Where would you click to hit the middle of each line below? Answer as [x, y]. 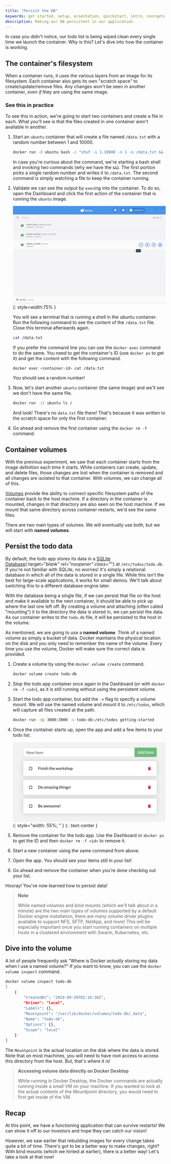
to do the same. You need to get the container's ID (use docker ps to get [88, 353]
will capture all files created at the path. [54, 710]
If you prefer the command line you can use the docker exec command [87, 347]
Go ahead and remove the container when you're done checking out [84, 871]
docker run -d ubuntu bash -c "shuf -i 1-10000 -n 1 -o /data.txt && [88, 152]
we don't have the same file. [42, 393]
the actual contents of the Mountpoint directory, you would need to [88, 1092]
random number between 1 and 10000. [53, 142]
